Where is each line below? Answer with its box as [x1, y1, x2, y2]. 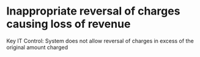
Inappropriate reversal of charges [6, 4, 180, 18]
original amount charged [6, 44, 69, 51]
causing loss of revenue [6, 17, 131, 31]
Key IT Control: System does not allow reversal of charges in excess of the [6, 37, 194, 44]
